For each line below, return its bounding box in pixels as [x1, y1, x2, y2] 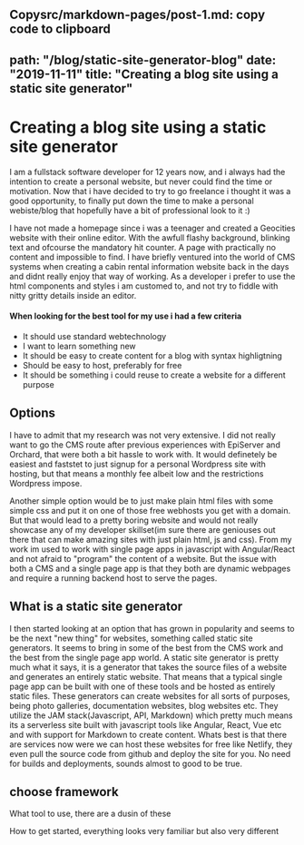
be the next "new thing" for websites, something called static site [9, 633, 253, 644]
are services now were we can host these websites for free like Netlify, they [9, 739, 293, 750]
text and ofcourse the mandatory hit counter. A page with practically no [9, 241, 277, 252]
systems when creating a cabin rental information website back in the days [9, 260, 289, 271]
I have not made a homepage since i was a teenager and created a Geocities [9, 222, 296, 233]
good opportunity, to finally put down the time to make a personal [9, 195, 254, 206]
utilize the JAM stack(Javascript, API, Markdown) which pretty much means [9, 710, 293, 721]
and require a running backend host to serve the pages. [9, 572, 218, 584]
